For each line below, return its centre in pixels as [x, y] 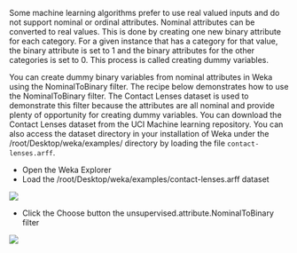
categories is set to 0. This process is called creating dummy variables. [139, 60]
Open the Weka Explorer [67, 170]
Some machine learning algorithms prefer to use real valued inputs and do [145, 13]
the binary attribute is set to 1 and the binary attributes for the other [132, 51]
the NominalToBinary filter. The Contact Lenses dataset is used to [129, 96]
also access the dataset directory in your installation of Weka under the [139, 134]
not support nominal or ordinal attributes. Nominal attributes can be [132, 22]
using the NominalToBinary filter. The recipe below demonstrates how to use [149, 87]
